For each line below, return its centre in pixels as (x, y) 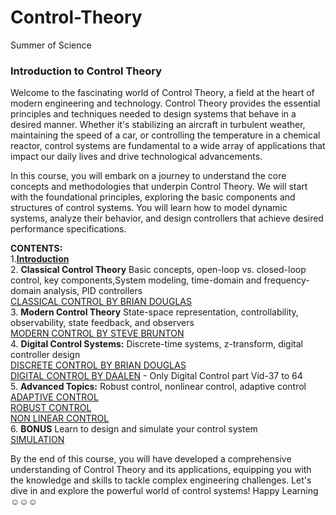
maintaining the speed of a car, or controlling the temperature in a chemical (165, 135)
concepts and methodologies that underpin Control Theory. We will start (159, 187)
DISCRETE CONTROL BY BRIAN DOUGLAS (98, 365)
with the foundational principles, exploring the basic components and (153, 197)
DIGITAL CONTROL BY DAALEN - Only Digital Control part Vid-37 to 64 (156, 376)
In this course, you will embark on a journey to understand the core (148, 176)
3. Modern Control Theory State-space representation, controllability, (154, 312)
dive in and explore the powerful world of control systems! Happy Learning (164, 491)
